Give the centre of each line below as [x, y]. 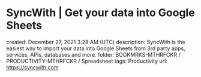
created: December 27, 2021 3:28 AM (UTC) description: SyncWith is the [96, 42]
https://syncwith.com [32, 67]
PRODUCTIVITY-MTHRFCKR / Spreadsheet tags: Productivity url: [87, 61]
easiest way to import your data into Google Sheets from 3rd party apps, [96, 48]
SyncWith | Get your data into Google [100, 13]
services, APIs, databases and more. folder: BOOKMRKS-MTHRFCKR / [94, 54]
